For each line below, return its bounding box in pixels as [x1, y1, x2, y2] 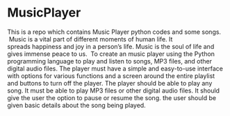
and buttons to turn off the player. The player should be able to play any [7, 79, 213, 87]
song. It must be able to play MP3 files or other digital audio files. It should [7, 86, 220, 95]
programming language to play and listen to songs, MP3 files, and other [7, 57, 212, 65]
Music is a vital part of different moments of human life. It [8, 35, 173, 43]
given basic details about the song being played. [7, 101, 146, 109]
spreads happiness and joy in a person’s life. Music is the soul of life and [7, 42, 215, 50]
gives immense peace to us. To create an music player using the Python [7, 50, 215, 58]
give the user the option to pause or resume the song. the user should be [7, 93, 217, 101]
